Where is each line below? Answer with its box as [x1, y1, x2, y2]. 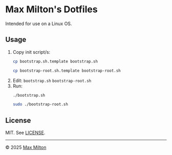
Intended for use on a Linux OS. [5, 20, 72, 27]
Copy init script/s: [12, 49, 50, 55]
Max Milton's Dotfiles [5, 4, 98, 15]
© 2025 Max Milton [5, 144, 47, 150]
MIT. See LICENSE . [5, 129, 46, 136]
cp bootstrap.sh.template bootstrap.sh [12, 59, 98, 64]
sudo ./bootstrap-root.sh [12, 102, 68, 107]
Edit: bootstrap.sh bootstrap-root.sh [12, 77, 92, 83]
